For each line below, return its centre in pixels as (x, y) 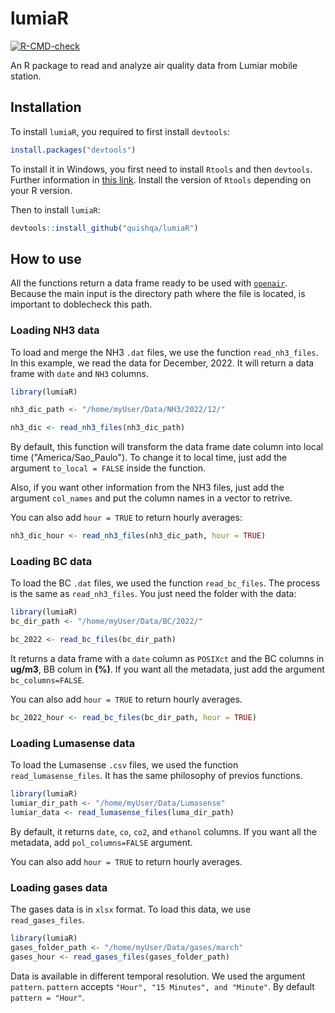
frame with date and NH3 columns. (80, 373)
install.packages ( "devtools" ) (73, 150)
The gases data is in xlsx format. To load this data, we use (131, 909)
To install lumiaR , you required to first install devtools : (120, 131)
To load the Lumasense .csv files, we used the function (124, 765)
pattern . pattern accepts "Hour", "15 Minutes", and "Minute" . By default (162, 986)
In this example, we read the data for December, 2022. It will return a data (162, 363)
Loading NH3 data (55, 330)
